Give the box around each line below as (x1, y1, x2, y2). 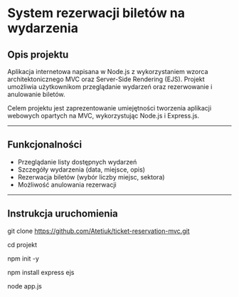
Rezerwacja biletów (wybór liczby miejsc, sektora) (17, 172, 165, 181)
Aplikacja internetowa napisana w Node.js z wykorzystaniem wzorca (7, 68, 208, 75)
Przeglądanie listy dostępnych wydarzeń (17, 157, 137, 166)
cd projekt (7, 240, 38, 249)
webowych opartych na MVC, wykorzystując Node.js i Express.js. (7, 112, 200, 120)
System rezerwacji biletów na (7, 5, 186, 21)
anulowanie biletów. (7, 90, 65, 98)
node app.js (7, 281, 43, 290)
